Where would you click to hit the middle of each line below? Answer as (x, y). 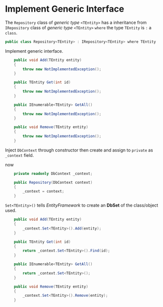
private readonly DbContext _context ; (53, 173)
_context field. (20, 155)
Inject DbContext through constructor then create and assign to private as (79, 150)
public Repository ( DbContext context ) (53, 182)
